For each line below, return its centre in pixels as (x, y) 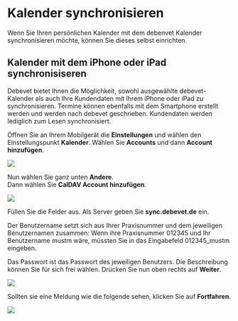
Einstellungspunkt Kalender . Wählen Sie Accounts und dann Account (110, 142)
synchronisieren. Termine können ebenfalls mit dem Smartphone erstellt (113, 106)
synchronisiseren (47, 74)
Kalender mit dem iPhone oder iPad (87, 63)
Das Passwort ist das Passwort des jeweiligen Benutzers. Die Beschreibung (118, 261)
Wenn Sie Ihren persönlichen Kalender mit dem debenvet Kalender (105, 33)
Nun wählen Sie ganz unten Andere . (60, 177)
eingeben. (22, 248)
